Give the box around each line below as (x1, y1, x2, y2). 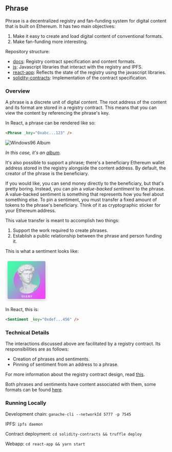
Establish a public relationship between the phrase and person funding (12, 232, 162, 239)
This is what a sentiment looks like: (5, 248, 79, 254)
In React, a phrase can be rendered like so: (5, 120, 96, 126)
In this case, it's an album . (5, 149, 61, 156)
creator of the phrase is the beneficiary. (5, 170, 89, 176)
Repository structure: (5, 48, 50, 54)
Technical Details (5, 329, 50, 336)
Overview (5, 87, 30, 94)
